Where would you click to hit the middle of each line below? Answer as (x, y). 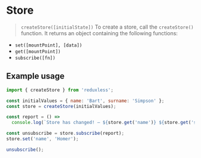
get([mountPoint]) (38, 51)
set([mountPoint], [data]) (48, 45)
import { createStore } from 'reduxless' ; (60, 90)
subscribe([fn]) (35, 58)
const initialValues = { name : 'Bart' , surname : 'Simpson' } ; (85, 101)
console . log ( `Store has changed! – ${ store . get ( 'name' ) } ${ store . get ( (101, 123)
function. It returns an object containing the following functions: (99, 33)
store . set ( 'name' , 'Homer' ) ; (42, 139)
